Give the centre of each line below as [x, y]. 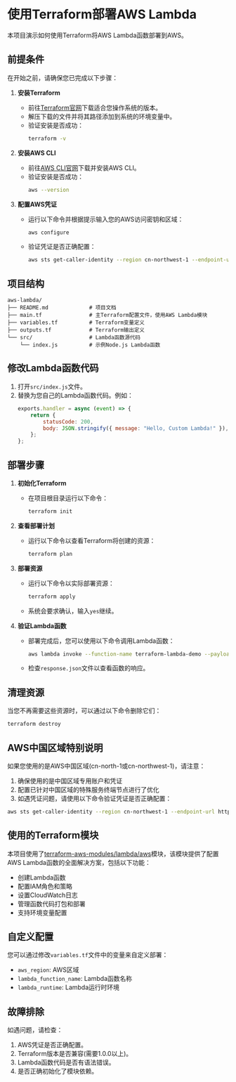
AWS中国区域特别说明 [55, 748]
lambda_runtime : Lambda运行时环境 [68, 987]
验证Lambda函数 [42, 625]
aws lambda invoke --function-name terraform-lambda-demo [114, 654]
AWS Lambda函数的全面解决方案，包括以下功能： [79, 862]
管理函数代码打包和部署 [51, 904]
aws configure [48, 233]
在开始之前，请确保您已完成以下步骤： [63, 77]
